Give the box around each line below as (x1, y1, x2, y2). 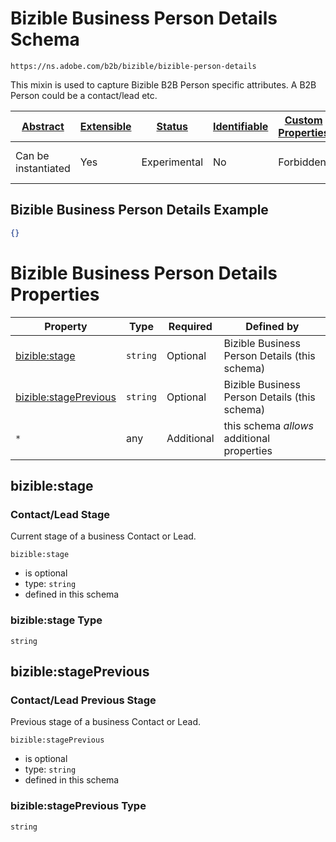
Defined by (245, 319, 300, 333)
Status (156, 119, 188, 133)
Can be (15, 148, 50, 162)
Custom (284, 113, 323, 127)
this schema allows (223, 418, 314, 432)
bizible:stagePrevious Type (10, 799, 147, 813)
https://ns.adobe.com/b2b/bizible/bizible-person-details (10, 61, 257, 71)
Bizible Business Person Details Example (10, 202, 269, 219)
